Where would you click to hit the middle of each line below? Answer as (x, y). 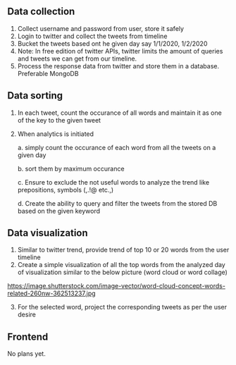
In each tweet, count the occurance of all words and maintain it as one (119, 113)
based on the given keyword (59, 211)
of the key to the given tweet (59, 120)
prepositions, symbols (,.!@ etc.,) (66, 190)
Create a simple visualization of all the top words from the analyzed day (121, 265)
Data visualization (48, 233)
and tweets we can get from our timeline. (77, 58)
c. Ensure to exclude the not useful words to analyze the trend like (113, 182)
